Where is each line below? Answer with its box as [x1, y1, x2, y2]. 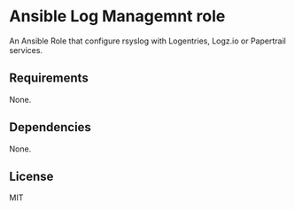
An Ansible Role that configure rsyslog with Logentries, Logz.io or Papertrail [9, 35, 286, 46]
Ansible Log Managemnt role [9, 6, 226, 27]
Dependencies [9, 120, 91, 135]
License [9, 168, 54, 183]
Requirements [9, 71, 89, 86]
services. [9, 44, 43, 55]
